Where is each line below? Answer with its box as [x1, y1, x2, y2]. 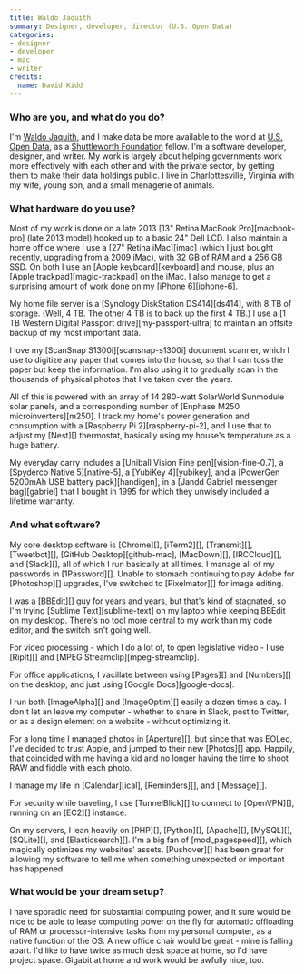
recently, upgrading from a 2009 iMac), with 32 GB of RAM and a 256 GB [9, 251, 283, 263]
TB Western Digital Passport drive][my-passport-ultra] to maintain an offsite [9, 318, 293, 329]
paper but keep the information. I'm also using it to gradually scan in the [9, 364, 279, 375]
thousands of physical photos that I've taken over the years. [9, 374, 234, 385]
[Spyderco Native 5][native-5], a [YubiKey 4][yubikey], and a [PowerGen [9, 467, 280, 477]
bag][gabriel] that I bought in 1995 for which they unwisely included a [9, 487, 270, 497]
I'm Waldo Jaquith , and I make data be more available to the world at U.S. [9, 131, 283, 142]
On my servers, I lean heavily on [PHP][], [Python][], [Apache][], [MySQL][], [9, 824, 293, 835]
